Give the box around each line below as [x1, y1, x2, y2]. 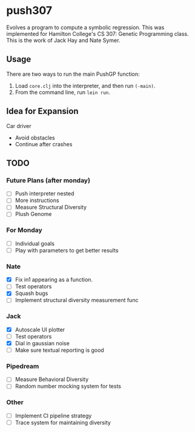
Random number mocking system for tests [15, 383, 121, 390]
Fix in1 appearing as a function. [15, 276, 93, 283]
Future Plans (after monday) [6, 176, 91, 184]
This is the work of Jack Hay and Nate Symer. [6, 36, 121, 44]
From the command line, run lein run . [15, 89, 111, 96]
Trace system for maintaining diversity [15, 419, 111, 426]
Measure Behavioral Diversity [15, 376, 89, 383]
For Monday [6, 226, 42, 234]
